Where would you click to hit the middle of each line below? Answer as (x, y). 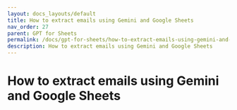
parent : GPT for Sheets (42, 33)
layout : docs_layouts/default (52, 14)
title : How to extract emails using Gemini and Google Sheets (101, 20)
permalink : (23, 40)
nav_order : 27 (28, 27)
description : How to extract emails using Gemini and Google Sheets (110, 46)
